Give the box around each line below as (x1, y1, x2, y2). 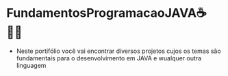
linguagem (16, 61, 47, 69)
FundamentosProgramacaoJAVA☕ (6, 5, 207, 21)
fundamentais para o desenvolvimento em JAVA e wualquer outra (16, 54, 202, 62)
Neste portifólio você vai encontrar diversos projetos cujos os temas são (16, 47, 221, 55)
